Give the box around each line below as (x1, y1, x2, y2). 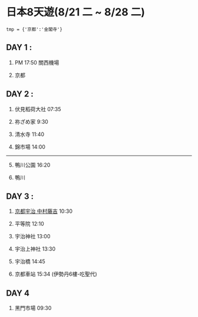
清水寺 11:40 (14, 131, 45, 138)
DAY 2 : (6, 89, 34, 99)
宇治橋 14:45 (14, 258, 45, 265)
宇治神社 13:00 (14, 233, 51, 240)
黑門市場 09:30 (14, 305, 52, 312)
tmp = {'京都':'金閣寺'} (6, 26, 63, 33)
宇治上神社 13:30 (14, 245, 56, 253)
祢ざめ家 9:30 (14, 118, 48, 125)
